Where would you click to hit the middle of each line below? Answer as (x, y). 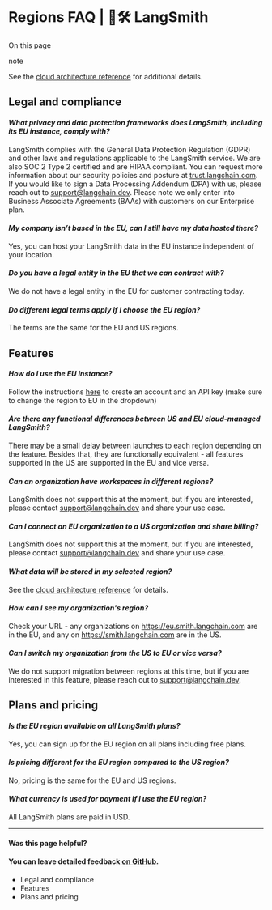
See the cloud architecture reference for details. (88, 589)
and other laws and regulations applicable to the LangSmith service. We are (134, 158)
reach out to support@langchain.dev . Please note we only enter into (122, 192)
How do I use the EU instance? (61, 374)
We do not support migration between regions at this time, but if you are (129, 671)
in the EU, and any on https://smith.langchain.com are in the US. (115, 635)
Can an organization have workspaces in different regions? (111, 481)
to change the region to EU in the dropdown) (83, 400)
